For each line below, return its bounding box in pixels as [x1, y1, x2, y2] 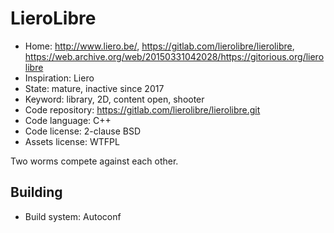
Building [10, 184, 63, 201]
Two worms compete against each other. [10, 155, 179, 167]
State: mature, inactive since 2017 [24, 82, 165, 94]
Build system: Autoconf [24, 210, 122, 222]
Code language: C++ [24, 114, 112, 126]
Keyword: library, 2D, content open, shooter [24, 93, 205, 105]
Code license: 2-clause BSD [24, 125, 142, 137]
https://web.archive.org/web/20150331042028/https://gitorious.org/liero [24, 50, 325, 62]
